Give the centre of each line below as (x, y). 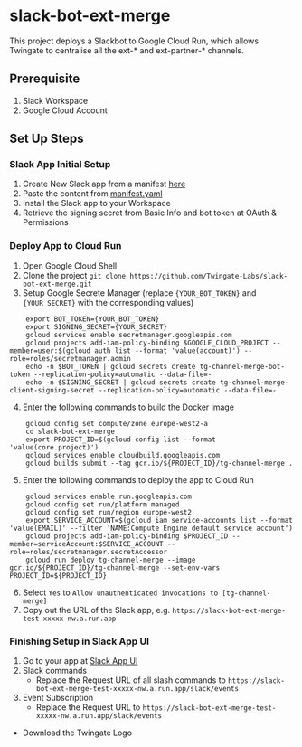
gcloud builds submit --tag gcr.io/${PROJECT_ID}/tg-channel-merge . (160, 463)
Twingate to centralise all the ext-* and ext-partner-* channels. (127, 50)
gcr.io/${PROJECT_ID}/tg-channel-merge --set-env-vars (115, 567)
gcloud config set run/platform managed (103, 504)
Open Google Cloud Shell (70, 265)
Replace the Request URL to (88, 707)
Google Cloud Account (65, 110)
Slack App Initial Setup (60, 165)
